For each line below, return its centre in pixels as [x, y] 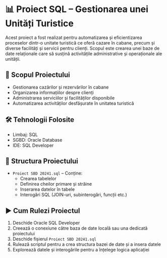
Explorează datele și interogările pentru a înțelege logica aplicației [81, 250]
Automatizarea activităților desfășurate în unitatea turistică [73, 103]
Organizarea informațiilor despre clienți [53, 92]
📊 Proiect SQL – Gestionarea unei [77, 9]
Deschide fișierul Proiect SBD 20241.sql [54, 239]
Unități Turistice [40, 24]
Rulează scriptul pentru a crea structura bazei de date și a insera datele [87, 244]
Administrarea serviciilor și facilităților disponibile [64, 98]
